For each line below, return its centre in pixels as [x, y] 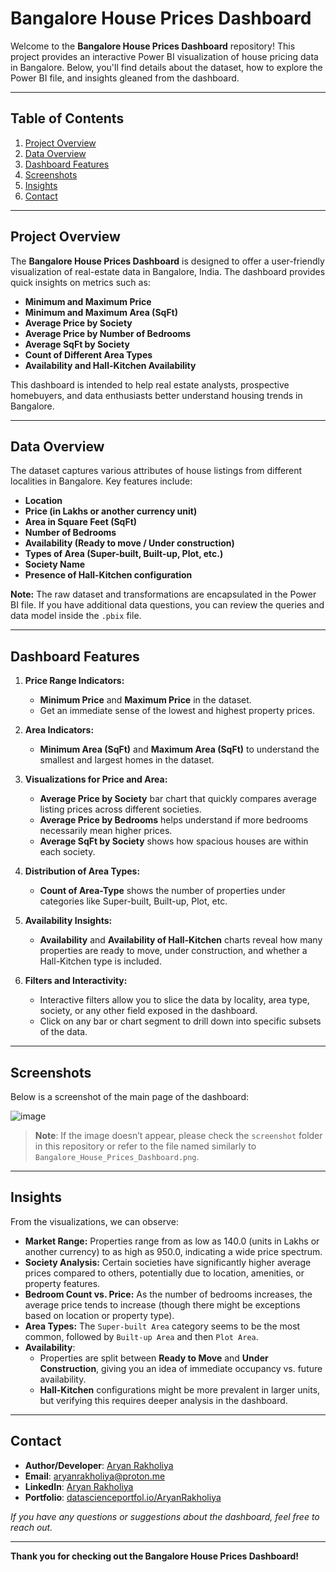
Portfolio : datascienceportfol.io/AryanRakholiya [123, 1497]
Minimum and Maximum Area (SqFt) [101, 312]
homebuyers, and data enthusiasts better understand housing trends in [156, 395]
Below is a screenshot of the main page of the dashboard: [130, 1096]
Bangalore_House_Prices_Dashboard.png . [117, 1156]
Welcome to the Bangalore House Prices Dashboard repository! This [153, 46]
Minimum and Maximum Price [88, 301]
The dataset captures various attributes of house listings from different [156, 471]
